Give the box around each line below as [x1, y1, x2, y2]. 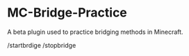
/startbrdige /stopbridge [7, 41, 76, 49]
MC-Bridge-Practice [7, 5, 127, 21]
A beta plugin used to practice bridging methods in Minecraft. [7, 28, 183, 36]
